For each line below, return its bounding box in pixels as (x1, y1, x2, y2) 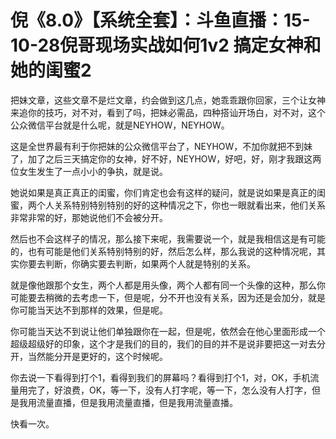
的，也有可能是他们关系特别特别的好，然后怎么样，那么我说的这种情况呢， (10, 245, 317, 257)
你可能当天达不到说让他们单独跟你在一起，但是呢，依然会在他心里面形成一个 (10, 325, 326, 337)
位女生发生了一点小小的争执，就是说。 (10, 165, 168, 177)
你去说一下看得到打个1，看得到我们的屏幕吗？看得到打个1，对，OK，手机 (10, 371, 311, 383)
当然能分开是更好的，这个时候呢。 (27, 350, 168, 362)
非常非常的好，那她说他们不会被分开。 (10, 211, 168, 223)
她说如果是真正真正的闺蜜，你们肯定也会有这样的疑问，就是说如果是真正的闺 (10, 186, 326, 198)
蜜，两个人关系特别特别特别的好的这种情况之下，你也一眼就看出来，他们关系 (10, 199, 326, 211)
